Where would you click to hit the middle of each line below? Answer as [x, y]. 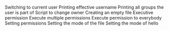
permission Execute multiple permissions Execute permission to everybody [83, 18]
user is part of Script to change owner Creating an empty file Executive [79, 12]
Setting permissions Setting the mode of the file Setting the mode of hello [81, 23]
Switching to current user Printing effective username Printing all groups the [84, 7]
